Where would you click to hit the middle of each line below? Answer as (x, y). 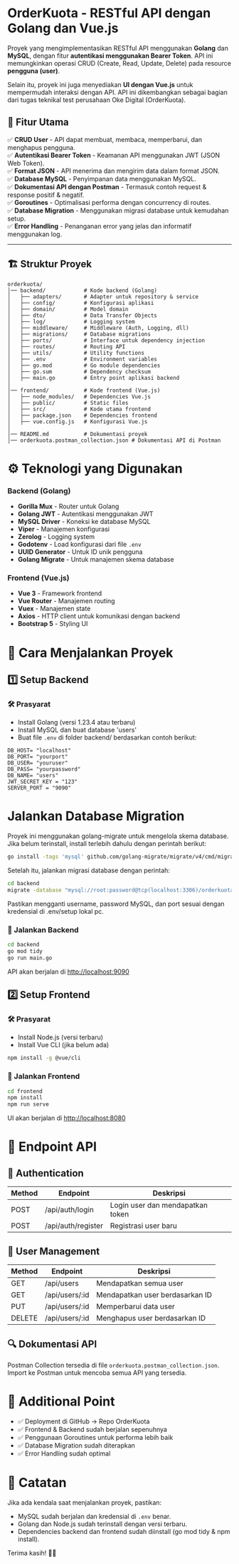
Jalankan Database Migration (96, 816)
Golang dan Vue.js (63, 28)
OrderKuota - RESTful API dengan (109, 13)
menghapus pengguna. (42, 147)
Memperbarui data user (136, 1306)
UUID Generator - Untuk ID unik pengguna (80, 552)
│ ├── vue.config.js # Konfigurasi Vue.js (78, 422)
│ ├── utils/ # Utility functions (76, 353)
